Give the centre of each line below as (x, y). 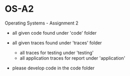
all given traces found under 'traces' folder (57, 43)
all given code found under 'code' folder (54, 33)
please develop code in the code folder (53, 68)
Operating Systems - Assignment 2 (42, 23)
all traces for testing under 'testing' (57, 53)
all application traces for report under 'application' (72, 58)
